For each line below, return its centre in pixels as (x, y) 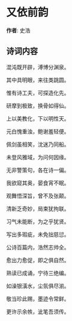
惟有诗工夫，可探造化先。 (38, 93)
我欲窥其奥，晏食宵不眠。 (38, 183)
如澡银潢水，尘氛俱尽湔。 (38, 286)
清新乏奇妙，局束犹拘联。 (38, 208)
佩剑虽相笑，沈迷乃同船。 (38, 144)
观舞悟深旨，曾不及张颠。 (38, 196)
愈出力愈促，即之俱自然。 (38, 260)
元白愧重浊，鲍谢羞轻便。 (38, 131)
